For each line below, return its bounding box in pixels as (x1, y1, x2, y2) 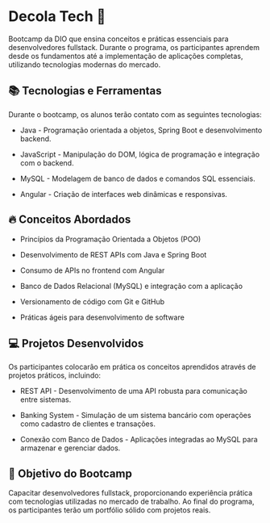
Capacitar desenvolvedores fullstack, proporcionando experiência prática (8, 488, 253, 498)
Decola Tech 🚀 (8, 7, 106, 26)
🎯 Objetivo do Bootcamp (8, 467, 133, 480)
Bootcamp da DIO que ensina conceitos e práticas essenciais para (8, 34, 229, 44)
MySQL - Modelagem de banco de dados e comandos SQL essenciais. (19, 174, 255, 183)
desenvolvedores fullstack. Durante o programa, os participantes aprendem (8, 42, 260, 52)
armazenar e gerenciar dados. (19, 443, 121, 453)
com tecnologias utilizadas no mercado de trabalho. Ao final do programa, (8, 496, 255, 507)
